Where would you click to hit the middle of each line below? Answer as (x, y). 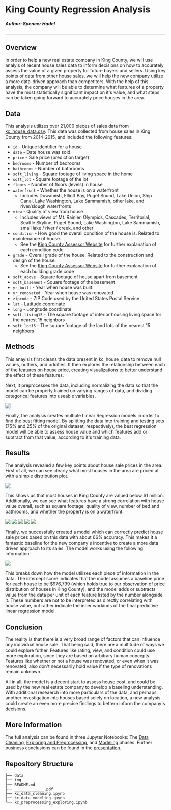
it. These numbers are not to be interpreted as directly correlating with (79, 600)
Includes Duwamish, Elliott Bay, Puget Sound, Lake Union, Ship (86, 195)
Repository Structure (39, 764)
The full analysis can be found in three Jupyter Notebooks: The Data (77, 737)
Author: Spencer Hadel (30, 23)
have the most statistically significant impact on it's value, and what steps (82, 92)
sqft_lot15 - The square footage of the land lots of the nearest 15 (81, 325)
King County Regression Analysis (78, 9)
